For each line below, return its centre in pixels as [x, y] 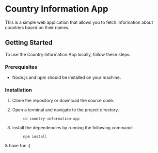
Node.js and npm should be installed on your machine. [66, 77]
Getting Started [29, 43]
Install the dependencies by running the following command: [72, 128]
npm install [35, 137]
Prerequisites [21, 67]
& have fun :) [18, 146]
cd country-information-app [51, 119]
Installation [19, 90]
